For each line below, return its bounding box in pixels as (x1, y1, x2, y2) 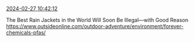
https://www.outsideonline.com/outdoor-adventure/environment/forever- (6, 23, 184, 30)
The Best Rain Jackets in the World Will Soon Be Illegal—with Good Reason (6, 17, 189, 23)
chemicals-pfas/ (6, 29, 46, 36)
